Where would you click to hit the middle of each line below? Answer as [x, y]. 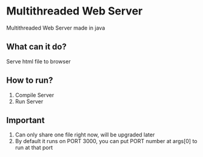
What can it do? [36, 47]
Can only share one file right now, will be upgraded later [85, 135]
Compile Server [35, 95]
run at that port [34, 148]
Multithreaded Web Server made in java [56, 28]
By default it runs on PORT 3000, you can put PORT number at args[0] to [106, 141]
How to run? [30, 81]
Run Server [29, 101]
